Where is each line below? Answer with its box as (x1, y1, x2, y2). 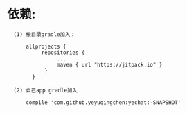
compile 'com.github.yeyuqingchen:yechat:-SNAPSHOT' (25, 98, 181, 106)
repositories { (41, 49, 85, 56)
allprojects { (25, 43, 67, 50)
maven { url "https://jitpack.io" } (56, 61, 163, 68)
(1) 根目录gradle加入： (13, 31, 76, 38)
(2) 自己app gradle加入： (13, 87, 83, 94)
